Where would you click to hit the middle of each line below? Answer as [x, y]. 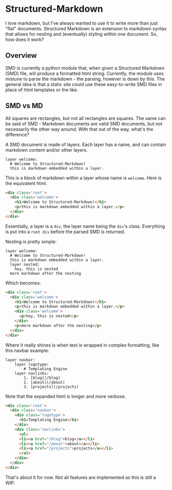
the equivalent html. [26, 183]
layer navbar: [20, 360]
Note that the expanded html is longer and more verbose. [66, 396]
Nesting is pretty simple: [31, 241]
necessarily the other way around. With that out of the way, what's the [79, 129]
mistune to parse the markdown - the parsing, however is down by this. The [85, 79]
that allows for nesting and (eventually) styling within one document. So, [81, 34]
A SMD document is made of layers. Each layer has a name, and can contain [86, 145]
